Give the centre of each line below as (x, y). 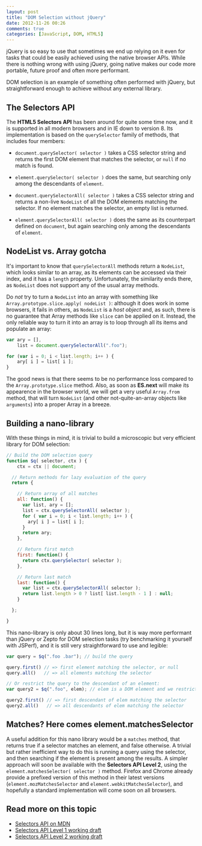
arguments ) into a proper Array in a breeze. (59, 404)
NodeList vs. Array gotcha (56, 251)
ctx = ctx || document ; (47, 466)
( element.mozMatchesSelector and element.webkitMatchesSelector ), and (95, 783)
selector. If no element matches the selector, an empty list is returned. (101, 208)
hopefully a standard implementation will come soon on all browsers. (91, 790)
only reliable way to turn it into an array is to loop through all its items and (97, 322)
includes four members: (36, 141)
